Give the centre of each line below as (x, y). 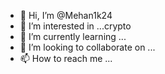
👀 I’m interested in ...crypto (75, 26)
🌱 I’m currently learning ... (73, 36)
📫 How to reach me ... (66, 58)
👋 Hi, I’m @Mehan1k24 (66, 15)
